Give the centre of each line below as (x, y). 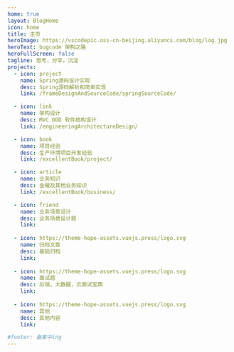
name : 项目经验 (41, 146)
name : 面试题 (38, 278)
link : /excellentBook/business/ (68, 192)
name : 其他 (35, 311)
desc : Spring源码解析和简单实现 (63, 87)
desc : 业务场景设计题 (48, 218)
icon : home (23, 27)
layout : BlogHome (33, 21)
